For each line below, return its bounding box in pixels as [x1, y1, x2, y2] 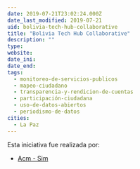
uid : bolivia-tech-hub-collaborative [7, 23, 118, 30]
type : [7, 43, 23, 50]
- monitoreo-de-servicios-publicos [13, 75, 118, 83]
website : [7, 50, 33, 57]
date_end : [7, 62, 37, 69]
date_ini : [7, 56, 37, 63]
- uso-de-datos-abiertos [13, 102, 87, 109]
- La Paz [13, 121, 39, 128]
